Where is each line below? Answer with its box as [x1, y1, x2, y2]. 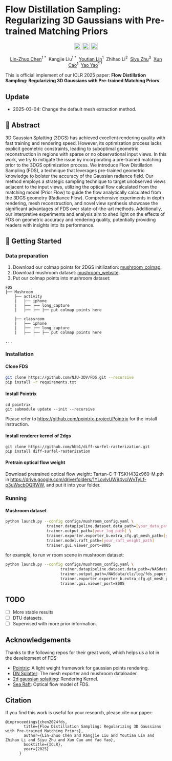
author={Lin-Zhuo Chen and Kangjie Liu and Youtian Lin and [24, 733, 155, 738]
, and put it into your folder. [43, 482, 101, 488]
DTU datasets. [12, 615, 44, 621]
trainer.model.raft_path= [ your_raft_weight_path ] [46, 538, 155, 543]
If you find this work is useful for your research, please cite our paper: [5, 710, 153, 716]
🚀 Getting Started [5, 237, 62, 246]
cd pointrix [5, 402, 31, 407]
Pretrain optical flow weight [5, 459, 66, 466]
